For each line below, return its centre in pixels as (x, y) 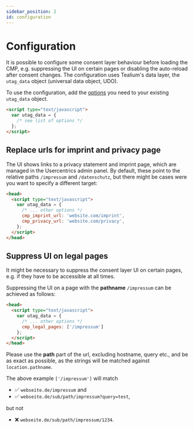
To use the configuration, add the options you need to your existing (88, 93)
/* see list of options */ (50, 121)
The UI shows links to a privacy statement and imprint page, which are (91, 164)
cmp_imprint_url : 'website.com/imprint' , (73, 216)
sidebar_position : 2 (31, 11)
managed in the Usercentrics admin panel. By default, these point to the (93, 170)
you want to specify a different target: (52, 183)
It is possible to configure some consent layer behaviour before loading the (97, 62)
